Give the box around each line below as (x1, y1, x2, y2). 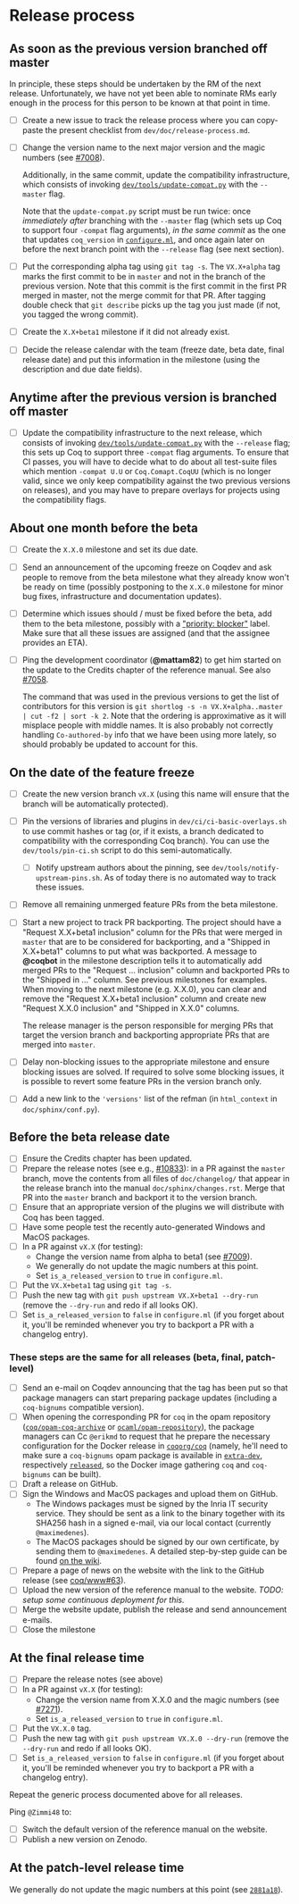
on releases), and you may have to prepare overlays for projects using (21, 485, 280, 496)
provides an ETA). (21, 638, 87, 648)
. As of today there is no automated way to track (99, 873, 277, 883)
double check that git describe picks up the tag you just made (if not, (21, 300, 281, 311)
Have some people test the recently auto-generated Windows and (21, 1221, 266, 1232)
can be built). (52, 1469, 102, 1480)
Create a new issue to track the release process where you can (21, 115, 255, 125)
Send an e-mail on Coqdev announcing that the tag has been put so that (21, 1382, 288, 1393)
